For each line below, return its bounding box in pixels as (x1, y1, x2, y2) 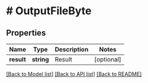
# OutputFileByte (6, 4, 92, 18)
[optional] (94, 55, 121, 63)
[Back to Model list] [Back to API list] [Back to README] (6, 71, 142, 78)
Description (54, 46, 89, 53)
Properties (6, 28, 46, 38)
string (31, 55, 49, 63)
